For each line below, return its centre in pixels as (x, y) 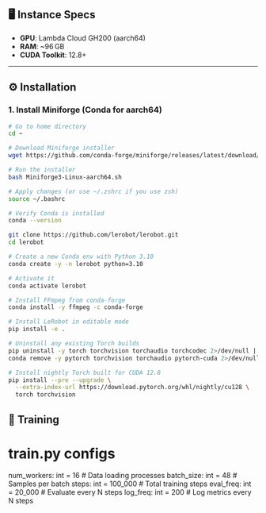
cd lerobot (26, 242)
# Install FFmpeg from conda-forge (67, 300)
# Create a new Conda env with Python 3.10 (81, 256)
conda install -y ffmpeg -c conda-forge (76, 307)
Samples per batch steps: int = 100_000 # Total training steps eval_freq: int (130, 484)
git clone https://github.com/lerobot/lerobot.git (93, 235)
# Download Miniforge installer (61, 148)
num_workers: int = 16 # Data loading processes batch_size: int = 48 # (123, 476)
